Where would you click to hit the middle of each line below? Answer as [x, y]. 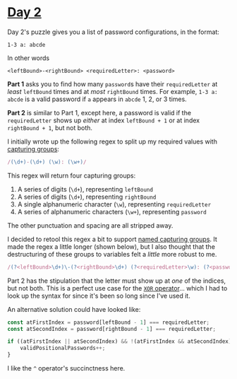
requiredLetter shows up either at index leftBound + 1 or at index [103, 120]
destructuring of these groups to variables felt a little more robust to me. [112, 254]
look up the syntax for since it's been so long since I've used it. [99, 296]
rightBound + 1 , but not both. [50, 127]
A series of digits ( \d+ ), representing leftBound [85, 189]
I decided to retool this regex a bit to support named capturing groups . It [112, 239]
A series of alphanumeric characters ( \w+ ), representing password [112, 211]
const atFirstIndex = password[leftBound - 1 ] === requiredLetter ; [109, 322]
